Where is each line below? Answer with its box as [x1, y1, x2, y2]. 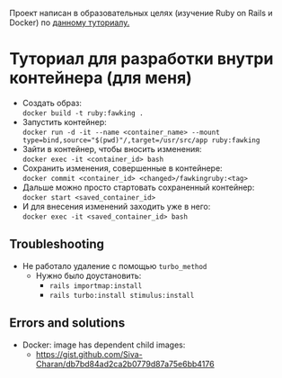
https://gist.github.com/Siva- [35, 348, 143, 359]
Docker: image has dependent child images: [22, 339, 186, 350]
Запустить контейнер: [22, 116, 108, 127]
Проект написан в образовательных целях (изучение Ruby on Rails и [9, 8, 273, 18]
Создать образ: [22, 97, 83, 108]
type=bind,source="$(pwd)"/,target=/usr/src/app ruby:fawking [22, 135, 260, 145]
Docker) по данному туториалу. [9, 17, 130, 28]
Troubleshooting [9, 237, 105, 252]
